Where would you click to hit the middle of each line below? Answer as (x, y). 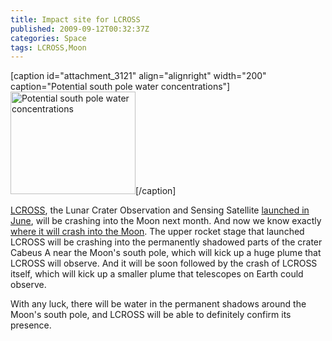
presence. (31, 325)
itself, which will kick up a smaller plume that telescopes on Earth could (157, 274)
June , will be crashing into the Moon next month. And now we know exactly (166, 221)
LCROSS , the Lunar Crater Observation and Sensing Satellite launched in (160, 210)
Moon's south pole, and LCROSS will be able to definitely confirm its (151, 315)
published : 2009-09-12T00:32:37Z (80, 29)
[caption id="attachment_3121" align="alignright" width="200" (138, 76)
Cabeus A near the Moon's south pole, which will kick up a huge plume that (166, 253)
